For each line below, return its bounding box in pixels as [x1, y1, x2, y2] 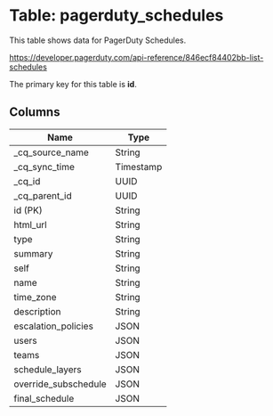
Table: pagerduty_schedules [9, 5, 224, 26]
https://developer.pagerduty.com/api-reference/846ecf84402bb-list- [9, 52, 264, 62]
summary [13, 247, 53, 259]
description [13, 305, 61, 317]
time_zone [13, 290, 57, 303]
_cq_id [13, 175, 41, 187]
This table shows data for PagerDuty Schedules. [9, 35, 187, 45]
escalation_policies [13, 320, 93, 332]
